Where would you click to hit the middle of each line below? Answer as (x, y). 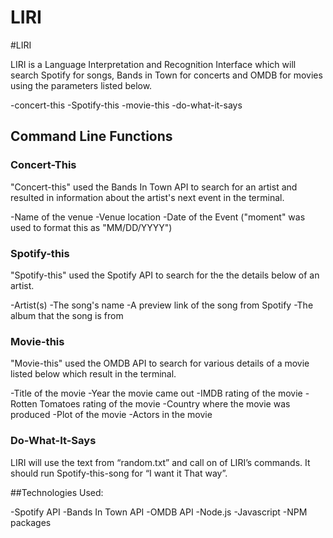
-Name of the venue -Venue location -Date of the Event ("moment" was (158, 217)
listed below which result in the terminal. (93, 374)
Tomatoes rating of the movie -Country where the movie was (165, 404)
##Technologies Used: (57, 492)
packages (31, 522)
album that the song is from (67, 315)
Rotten (24, 404)
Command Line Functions (91, 136)
